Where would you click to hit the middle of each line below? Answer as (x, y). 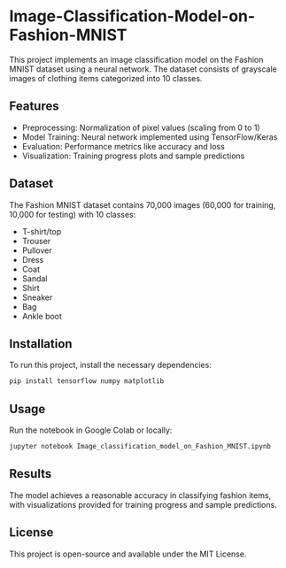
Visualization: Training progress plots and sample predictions (133, 156)
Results (31, 474)
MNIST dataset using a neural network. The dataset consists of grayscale (143, 69)
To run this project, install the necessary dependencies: (111, 365)
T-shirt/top (42, 231)
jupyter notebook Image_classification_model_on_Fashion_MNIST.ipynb (140, 447)
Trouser (36, 241)
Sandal (35, 278)
